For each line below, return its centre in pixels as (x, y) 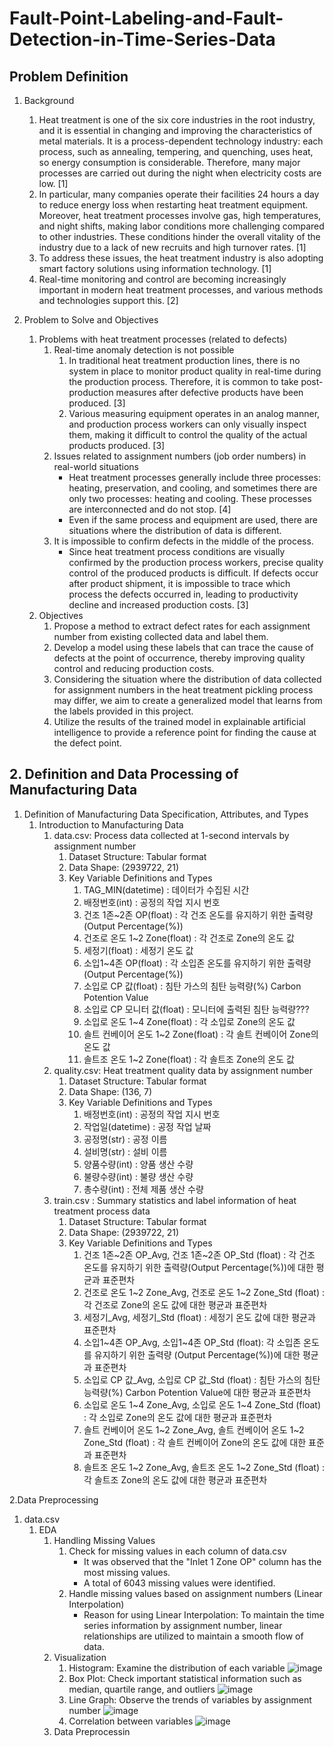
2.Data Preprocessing (54, 1499)
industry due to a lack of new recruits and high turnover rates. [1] (172, 247)
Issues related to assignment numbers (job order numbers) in (180, 456)
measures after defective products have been (209, 392)
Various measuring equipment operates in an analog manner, (194, 413)
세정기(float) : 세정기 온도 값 (138, 950)
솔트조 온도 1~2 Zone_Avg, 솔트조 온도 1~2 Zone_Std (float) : (204, 1467)
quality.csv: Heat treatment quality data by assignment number (183, 1070)
